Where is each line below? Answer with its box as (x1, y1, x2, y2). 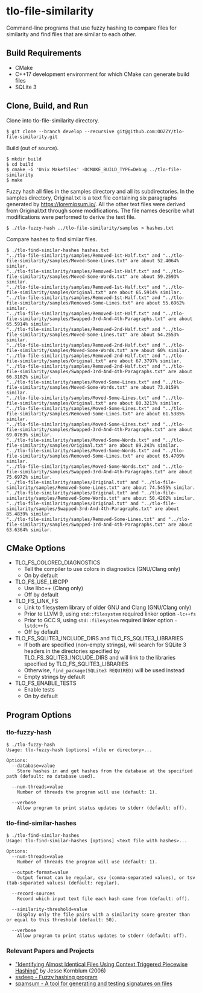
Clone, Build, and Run (6, 101, 89, 111)
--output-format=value (11, 869, 69, 875)
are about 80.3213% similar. (109, 400, 182, 406)
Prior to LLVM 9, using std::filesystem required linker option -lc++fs (24, 610, 196, 617)
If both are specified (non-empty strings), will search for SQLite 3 (24, 641, 187, 649)
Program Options (6, 710, 72, 720)
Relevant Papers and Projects (6, 947, 95, 955)
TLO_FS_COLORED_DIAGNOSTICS (14, 559, 101, 566)
